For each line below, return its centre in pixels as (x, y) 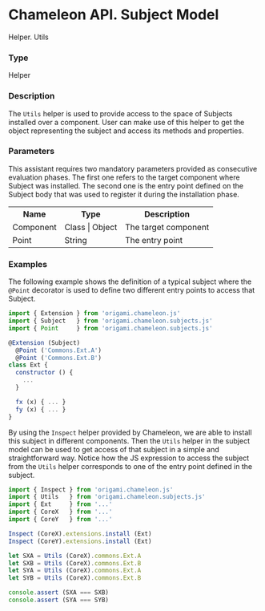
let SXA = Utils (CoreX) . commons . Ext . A (75, 556)
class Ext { (28, 365)
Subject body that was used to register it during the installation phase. (124, 194)
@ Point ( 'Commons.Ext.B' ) (59, 358)
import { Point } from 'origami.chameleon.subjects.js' (111, 328)
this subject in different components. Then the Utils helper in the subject (129, 441)
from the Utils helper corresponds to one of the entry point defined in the (130, 466)
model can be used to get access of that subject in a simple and (114, 449)
